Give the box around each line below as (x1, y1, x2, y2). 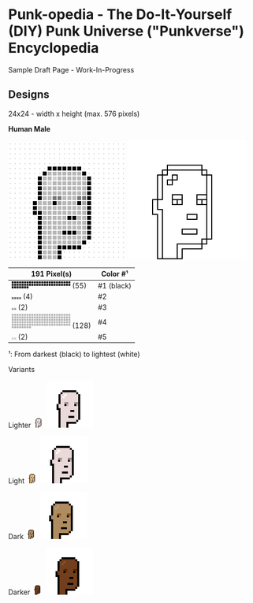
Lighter (8, 420, 32, 430)
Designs (8, 88, 50, 102)
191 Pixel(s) (31, 270, 73, 279)
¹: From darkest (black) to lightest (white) (8, 349, 140, 359)
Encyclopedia (8, 39, 99, 57)
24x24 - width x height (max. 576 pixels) (8, 109, 140, 118)
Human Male (8, 124, 51, 133)
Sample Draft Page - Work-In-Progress (8, 65, 135, 74)
